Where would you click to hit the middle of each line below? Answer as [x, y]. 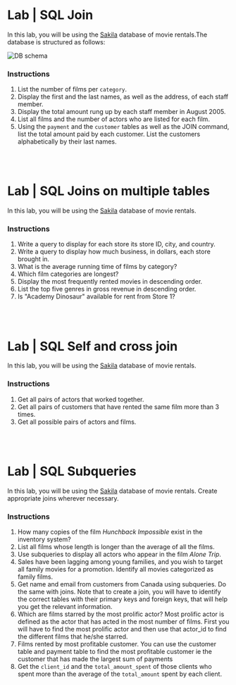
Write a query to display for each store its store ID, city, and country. [117, 244]
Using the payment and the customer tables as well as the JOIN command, [123, 127]
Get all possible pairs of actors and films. [77, 422]
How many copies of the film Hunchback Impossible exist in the [110, 532]
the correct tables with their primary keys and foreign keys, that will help [122, 599]
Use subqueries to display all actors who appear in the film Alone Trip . [119, 554]
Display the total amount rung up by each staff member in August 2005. [122, 112]
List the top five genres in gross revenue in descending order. [107, 289]
